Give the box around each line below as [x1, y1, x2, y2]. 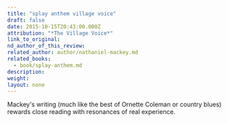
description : [7, 68, 45, 75]
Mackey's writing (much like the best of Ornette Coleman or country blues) [7, 100, 222, 108]
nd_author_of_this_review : [7, 42, 85, 49]
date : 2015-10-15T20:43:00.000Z [7, 23, 101, 30]
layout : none [7, 81, 45, 88]
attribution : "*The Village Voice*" [7, 29, 113, 37]
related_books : [7, 56, 51, 63]
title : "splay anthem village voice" [7, 10, 117, 17]
